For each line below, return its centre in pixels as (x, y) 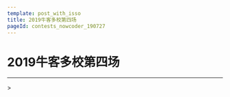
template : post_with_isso (44, 13)
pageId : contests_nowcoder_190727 (56, 26)
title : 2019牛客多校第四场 (42, 20)
